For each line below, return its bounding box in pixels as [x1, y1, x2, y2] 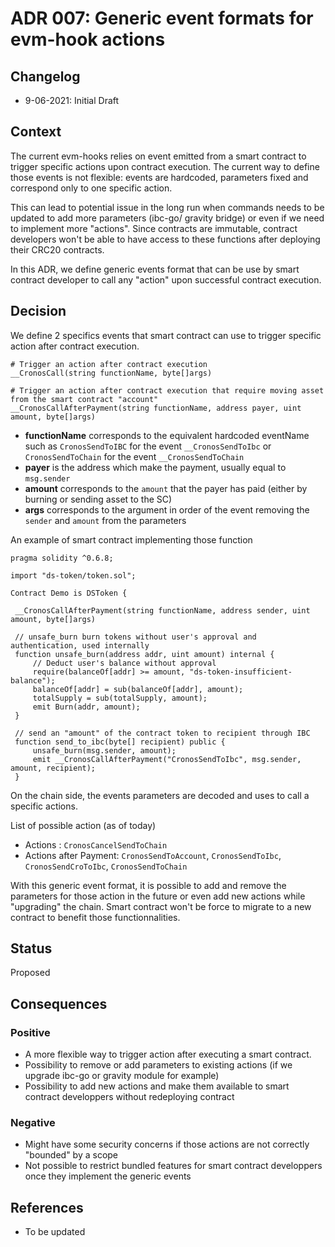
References [10, 1199, 84, 1216]
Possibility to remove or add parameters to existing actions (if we [24, 1059, 293, 1071]
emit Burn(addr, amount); [32, 702, 141, 712]
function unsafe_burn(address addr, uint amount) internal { [14, 649, 275, 659]
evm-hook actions [10, 28, 166, 51]
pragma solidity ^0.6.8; [10, 553, 114, 563]
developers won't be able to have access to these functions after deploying [10, 233, 321, 245]
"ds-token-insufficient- [189, 667, 293, 677]
